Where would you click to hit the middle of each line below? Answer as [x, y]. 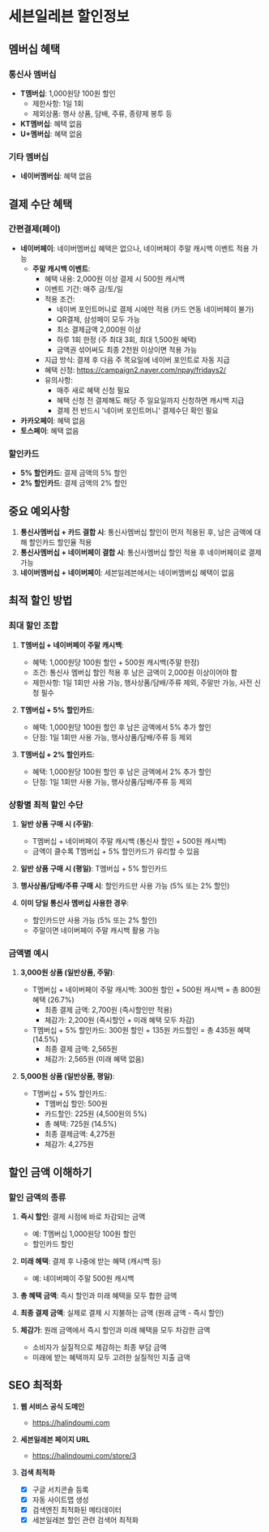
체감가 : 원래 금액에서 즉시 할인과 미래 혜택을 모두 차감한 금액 [115, 1329]
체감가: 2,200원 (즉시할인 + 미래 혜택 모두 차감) [120, 1020]
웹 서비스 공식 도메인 [52, 1406]
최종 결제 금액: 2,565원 [81, 1049]
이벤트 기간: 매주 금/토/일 [84, 289]
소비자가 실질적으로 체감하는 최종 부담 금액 [100, 1347]
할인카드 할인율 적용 [60, 542]
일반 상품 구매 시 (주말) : [57, 824]
